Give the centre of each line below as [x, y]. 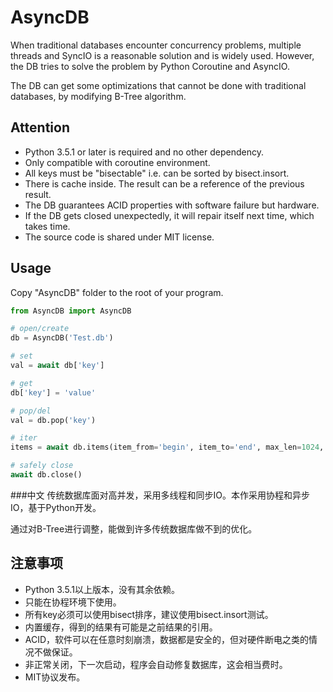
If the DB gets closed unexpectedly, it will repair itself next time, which [169, 215]
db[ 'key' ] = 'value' [53, 392]
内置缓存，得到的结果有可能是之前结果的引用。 [121, 627]
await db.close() [46, 475]
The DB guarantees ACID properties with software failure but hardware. [172, 205]
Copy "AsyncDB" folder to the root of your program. [117, 292]
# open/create [40, 329]
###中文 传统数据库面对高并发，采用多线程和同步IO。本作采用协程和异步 [160, 495]
